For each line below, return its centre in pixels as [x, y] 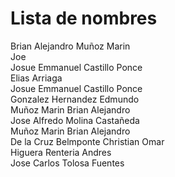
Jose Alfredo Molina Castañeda [75, 120]
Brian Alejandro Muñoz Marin [70, 46]
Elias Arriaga [36, 78]
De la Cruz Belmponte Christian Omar [87, 141]
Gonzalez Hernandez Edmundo [75, 99]
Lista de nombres [84, 18]
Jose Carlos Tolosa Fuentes [67, 163]
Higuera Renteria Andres [61, 152]
